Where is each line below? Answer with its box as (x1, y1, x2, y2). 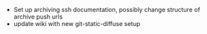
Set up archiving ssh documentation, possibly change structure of (13, 6, 201, 13)
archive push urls (13, 13, 63, 21)
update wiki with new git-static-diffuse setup (13, 20, 141, 27)
